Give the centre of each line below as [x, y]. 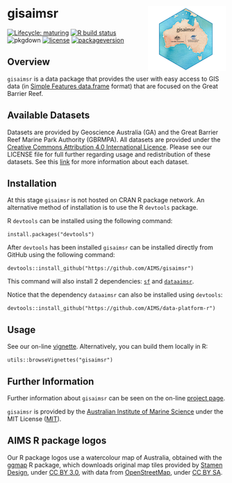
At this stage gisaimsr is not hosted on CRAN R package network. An [106, 200]
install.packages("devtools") [51, 235]
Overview [29, 62]
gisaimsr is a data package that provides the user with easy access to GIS [113, 79]
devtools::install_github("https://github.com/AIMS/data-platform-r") [111, 309]
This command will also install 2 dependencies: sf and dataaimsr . [101, 281]
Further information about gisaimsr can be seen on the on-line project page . [116, 398]
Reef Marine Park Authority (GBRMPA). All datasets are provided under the [114, 139]
